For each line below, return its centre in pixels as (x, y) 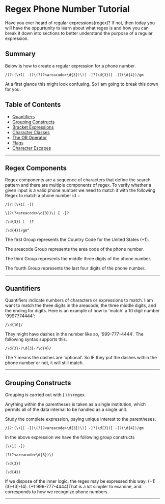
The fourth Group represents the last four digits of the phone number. (75, 268)
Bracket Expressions (33, 127)
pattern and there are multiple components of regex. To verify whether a (78, 185)
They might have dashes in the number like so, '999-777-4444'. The (74, 334)
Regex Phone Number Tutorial (68, 9)
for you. (13, 89)
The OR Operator (29, 137)
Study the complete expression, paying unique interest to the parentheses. (81, 419)
